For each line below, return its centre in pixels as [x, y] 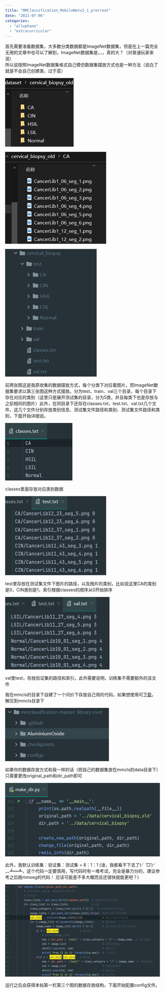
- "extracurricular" [30, 31]
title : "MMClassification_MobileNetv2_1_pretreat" [58, 10]
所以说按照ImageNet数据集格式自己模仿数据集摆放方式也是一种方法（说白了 [82, 65]
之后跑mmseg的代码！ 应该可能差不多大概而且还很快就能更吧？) [74, 877]
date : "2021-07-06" [25, 15]
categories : [17, 21]
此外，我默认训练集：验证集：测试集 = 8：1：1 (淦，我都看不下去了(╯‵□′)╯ [81, 865]
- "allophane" [24, 26]
